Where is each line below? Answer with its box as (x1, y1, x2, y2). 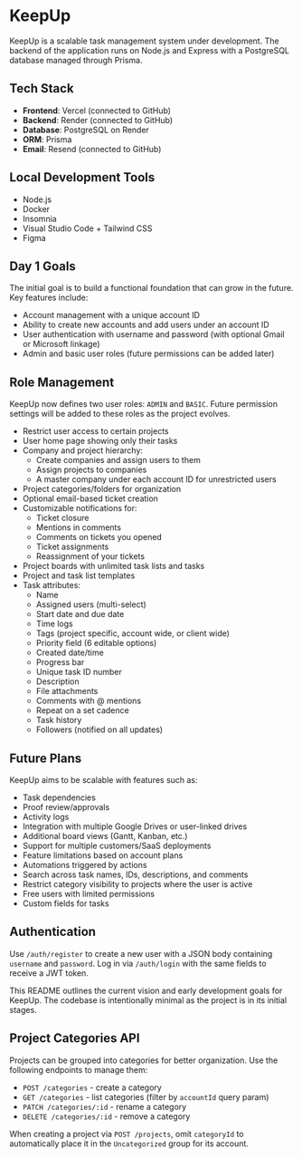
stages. (9, 1004, 38, 1015)
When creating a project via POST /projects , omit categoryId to (9, 1128, 244, 1139)
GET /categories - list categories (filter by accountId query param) (22, 1091, 269, 1102)
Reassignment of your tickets (35, 551, 146, 562)
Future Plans (9, 750, 82, 766)
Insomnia (22, 213, 57, 224)
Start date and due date (35, 609, 125, 620)
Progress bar (35, 657, 85, 668)
